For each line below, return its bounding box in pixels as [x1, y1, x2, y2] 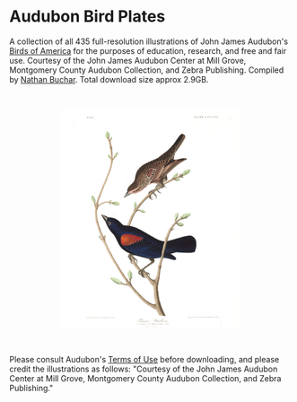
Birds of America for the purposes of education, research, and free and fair [9, 45, 287, 56]
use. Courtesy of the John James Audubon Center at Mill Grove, [9, 55, 247, 66]
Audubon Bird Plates [9, 6, 166, 27]
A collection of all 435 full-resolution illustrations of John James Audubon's [9, 36, 289, 47]
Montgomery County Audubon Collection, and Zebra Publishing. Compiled [9, 65, 284, 75]
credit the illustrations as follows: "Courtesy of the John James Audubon [9, 363, 278, 374]
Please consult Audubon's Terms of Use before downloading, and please [9, 354, 280, 364]
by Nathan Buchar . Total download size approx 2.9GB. [9, 74, 209, 84]
